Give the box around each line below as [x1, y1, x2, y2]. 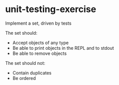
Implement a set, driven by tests [5, 20, 72, 26]
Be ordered [12, 75, 36, 81]
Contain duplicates [12, 69, 52, 76]
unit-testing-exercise [5, 4, 96, 15]
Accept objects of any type [12, 39, 69, 46]
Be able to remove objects [12, 50, 67, 56]
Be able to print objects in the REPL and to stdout [12, 45, 114, 51]
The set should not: [5, 60, 46, 66]
